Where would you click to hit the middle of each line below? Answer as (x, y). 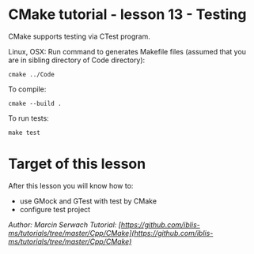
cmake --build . (35, 103)
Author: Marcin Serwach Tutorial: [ (64, 224)
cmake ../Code (32, 74)
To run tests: (28, 118)
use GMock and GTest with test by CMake (88, 201)
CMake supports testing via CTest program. (79, 36)
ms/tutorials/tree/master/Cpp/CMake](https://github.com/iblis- (111, 233)
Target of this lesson (77, 164)
